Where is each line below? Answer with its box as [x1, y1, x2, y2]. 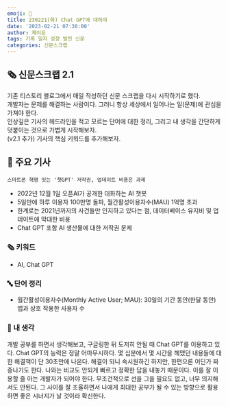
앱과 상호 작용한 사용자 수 [16, 304, 86, 313]
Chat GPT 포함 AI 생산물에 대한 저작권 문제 [16, 224, 132, 232]
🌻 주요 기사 [7, 156, 51, 168]
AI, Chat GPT [16, 260, 54, 268]
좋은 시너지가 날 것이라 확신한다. [19, 392, 106, 400]
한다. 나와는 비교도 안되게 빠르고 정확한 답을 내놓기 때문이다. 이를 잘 [30, 366, 212, 374]
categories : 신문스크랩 [7, 42, 68, 49]
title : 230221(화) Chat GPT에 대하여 [7, 16, 107, 23]
